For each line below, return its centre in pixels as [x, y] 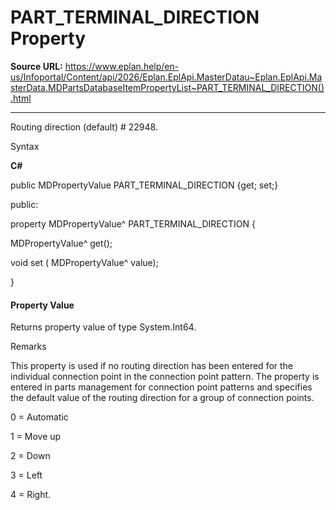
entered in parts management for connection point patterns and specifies [161, 387]
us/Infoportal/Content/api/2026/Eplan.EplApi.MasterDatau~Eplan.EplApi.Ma [166, 77]
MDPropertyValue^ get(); [61, 243]
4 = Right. [31, 495]
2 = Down [30, 456]
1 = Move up [36, 437]
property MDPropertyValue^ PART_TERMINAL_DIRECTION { [133, 223]
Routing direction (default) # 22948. [84, 127]
